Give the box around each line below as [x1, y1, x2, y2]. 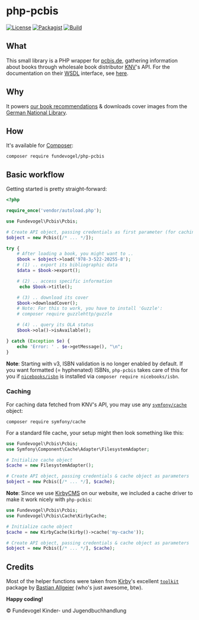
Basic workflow [6, 170, 65, 180]
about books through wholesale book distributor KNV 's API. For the [6, 63, 171, 70]
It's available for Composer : [6, 142, 74, 149]
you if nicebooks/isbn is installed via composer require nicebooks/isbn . [6, 372, 179, 380]
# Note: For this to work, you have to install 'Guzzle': [17, 305, 163, 312]
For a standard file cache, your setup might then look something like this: [6, 429, 184, 436]
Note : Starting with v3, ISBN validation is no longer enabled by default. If [6, 360, 184, 367]
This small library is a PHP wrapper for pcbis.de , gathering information [6, 57, 178, 64]
